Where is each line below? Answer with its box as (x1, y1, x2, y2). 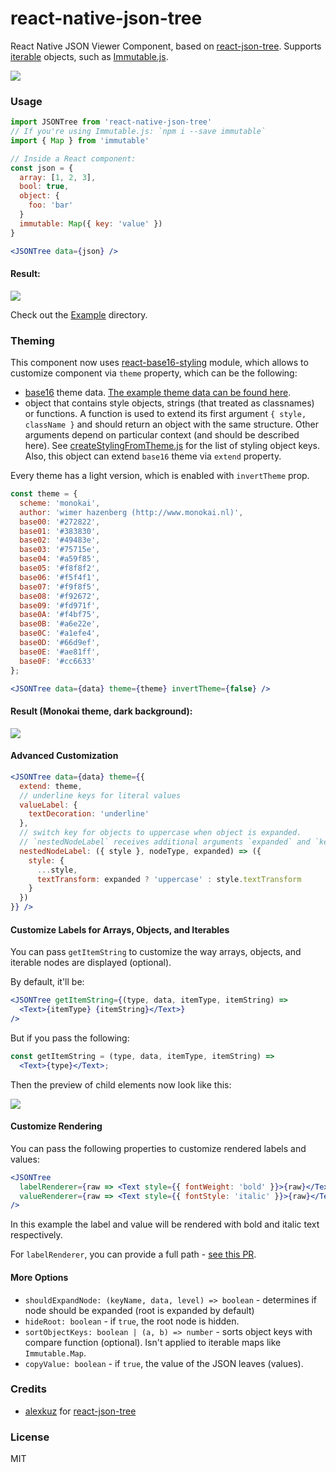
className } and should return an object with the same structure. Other (24, 418, 319, 431)
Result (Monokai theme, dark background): (10, 705, 193, 717)
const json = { (10, 163, 74, 173)
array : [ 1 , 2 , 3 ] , (19, 172, 97, 182)
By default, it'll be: (10, 976, 85, 988)
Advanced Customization (10, 750, 119, 762)
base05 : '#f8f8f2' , (19, 563, 101, 574)
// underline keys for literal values (19, 790, 182, 801)
